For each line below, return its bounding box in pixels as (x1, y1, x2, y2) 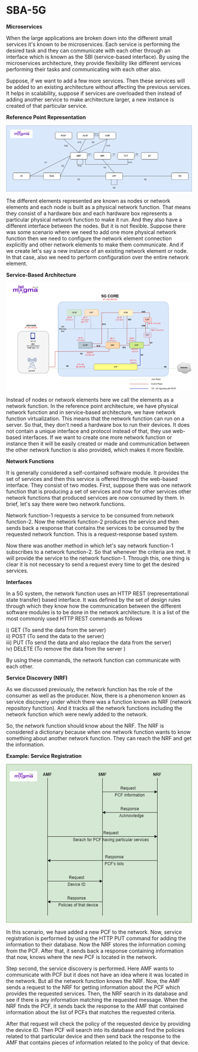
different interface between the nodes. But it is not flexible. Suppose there (6, 222, 186, 229)
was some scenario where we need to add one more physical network (6, 228, 177, 236)
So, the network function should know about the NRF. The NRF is (6, 723, 164, 730)
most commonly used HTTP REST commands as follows (6, 615, 143, 622)
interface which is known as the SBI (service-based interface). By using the (6, 53, 190, 60)
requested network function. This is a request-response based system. (6, 531, 179, 538)
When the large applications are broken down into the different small (6, 34, 173, 41)
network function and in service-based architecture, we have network (6, 409, 176, 416)
